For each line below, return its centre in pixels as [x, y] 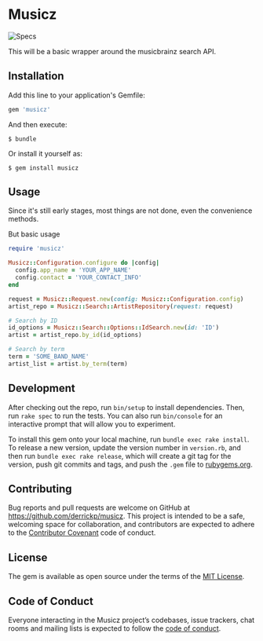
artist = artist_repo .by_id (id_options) [75, 335]
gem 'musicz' [29, 109]
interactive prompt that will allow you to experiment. [92, 424]
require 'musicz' [37, 249]
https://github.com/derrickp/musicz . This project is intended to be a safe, [127, 516]
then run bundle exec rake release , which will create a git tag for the [120, 456]
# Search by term [37, 350]
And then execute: [38, 124]
